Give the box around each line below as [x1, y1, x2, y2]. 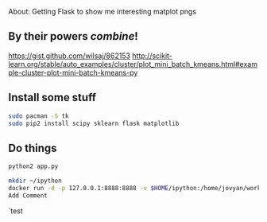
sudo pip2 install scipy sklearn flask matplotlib [8, 119, 180, 127]
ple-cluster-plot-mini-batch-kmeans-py [8, 68, 138, 77]
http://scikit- [132, 51, 173, 60]
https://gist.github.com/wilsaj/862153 [8, 51, 131, 60]
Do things [8, 141, 57, 154]
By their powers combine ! [8, 29, 139, 43]
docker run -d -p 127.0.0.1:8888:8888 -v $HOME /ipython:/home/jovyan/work [8, 184, 261, 192]
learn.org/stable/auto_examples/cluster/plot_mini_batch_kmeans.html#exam [8, 59, 258, 68]
